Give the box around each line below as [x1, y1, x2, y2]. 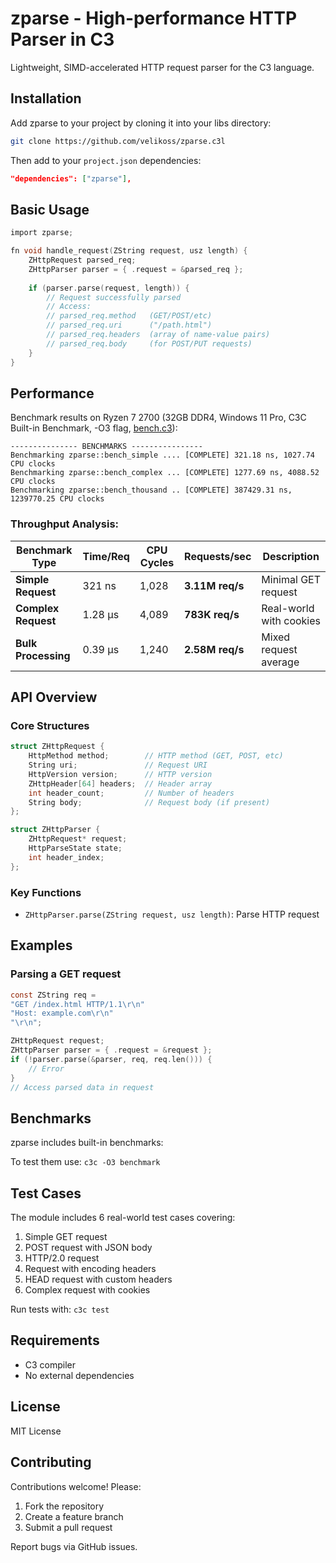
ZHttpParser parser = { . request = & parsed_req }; [28, 264, 244, 274]
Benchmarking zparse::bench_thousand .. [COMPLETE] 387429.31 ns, [10, 485, 293, 496]
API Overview [10, 689, 98, 706]
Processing [15, 648, 71, 662]
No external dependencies [24, 1369, 135, 1381]
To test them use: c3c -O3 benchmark [10, 1156, 161, 1168]
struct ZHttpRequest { [10, 742, 105, 752]
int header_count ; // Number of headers [28, 788, 235, 798]
